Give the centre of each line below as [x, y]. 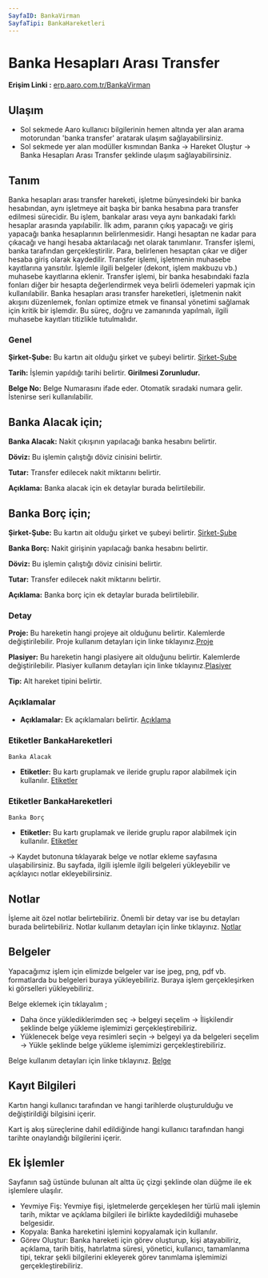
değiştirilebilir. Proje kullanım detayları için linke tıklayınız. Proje [111, 642]
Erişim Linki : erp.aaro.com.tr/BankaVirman [79, 85]
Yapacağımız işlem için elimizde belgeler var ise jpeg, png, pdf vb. [117, 971]
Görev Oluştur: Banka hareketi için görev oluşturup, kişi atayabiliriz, [130, 1240]
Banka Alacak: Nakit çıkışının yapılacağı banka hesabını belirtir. [113, 441]
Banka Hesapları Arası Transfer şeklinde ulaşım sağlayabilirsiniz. [126, 155]
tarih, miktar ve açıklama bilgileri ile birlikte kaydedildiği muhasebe [129, 1215]
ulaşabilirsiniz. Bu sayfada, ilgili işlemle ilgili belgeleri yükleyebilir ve [119, 865]
